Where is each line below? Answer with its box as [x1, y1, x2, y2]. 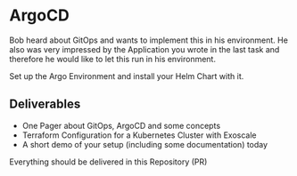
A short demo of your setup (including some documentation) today [21, 139, 268, 149]
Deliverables [9, 97, 81, 112]
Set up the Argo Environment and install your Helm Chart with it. [9, 70, 244, 81]
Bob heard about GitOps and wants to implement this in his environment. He [9, 35, 288, 45]
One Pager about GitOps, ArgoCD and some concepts [21, 120, 221, 131]
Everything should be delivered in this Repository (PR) [9, 156, 208, 167]
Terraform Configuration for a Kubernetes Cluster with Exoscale [21, 130, 257, 140]
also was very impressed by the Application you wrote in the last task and [9, 44, 280, 54]
